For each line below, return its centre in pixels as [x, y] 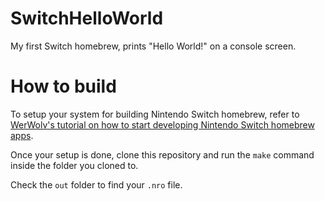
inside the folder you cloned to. [74, 165]
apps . [22, 135]
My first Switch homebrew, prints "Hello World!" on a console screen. [153, 46]
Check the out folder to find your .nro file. [96, 184]
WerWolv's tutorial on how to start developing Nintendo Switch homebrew [162, 124]
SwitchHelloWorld [87, 18]
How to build [63, 86]
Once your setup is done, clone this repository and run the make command [162, 154]
